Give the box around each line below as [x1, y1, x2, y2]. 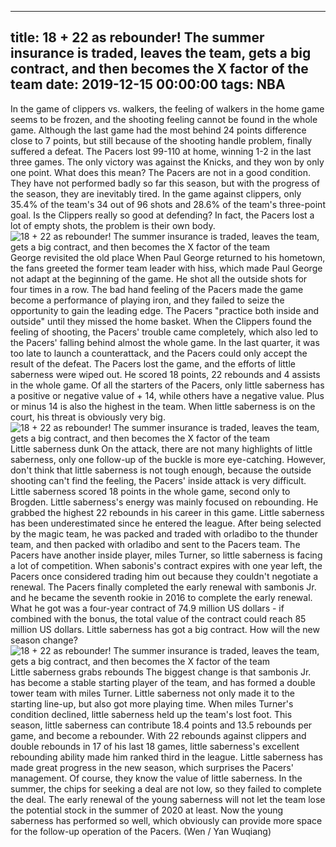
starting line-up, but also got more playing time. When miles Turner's [10, 697, 294, 710]
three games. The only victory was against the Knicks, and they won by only [10, 156, 325, 168]
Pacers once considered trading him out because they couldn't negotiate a [10, 570, 319, 582]
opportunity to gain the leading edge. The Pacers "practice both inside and [10, 304, 319, 316]
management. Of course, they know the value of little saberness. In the [10, 772, 303, 784]
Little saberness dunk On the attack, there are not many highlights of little [10, 442, 313, 455]
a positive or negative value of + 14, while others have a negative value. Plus [10, 389, 325, 401]
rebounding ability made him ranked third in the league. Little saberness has [10, 751, 323, 763]
